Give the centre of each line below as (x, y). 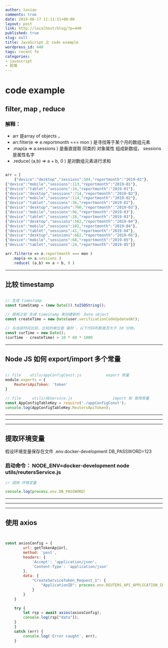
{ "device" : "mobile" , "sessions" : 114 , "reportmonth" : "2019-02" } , (71, 198)
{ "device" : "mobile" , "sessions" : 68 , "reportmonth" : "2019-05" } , (70, 240)
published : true (22, 33)
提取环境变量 (25, 438)
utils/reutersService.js (33, 472)
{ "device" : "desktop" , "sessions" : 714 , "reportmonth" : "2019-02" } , (72, 193)
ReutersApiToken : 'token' (41, 385)
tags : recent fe (22, 52)
